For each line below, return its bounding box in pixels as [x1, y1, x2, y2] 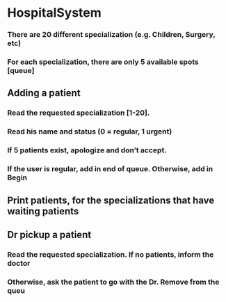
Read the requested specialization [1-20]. [7, 108, 150, 118]
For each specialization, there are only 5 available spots [7, 57, 200, 67]
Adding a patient [7, 87, 81, 99]
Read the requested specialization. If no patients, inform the [7, 249, 214, 259]
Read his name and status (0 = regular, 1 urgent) [7, 127, 172, 136]
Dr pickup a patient [7, 228, 92, 241]
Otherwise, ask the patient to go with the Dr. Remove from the [7, 277, 220, 287]
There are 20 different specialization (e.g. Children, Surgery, [7, 30, 216, 40]
